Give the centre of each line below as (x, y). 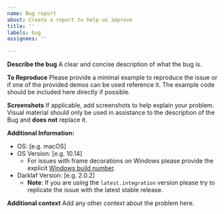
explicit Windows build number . (71, 168)
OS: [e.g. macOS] (42, 146)
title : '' (21, 26)
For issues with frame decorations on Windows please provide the (120, 161)
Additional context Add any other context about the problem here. (101, 203)
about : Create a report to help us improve (70, 20)
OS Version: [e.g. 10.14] (50, 154)
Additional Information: (41, 133)
